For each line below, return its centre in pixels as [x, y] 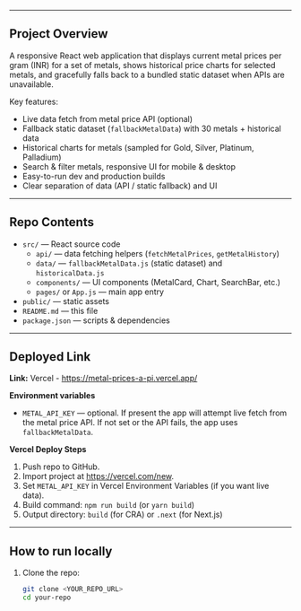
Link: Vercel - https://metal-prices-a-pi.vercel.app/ [103, 379]
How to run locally [61, 551]
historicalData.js [70, 273]
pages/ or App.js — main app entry [99, 292]
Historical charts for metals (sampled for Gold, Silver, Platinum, [138, 147]
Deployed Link [50, 357]
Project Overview [59, 34]
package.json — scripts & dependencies [96, 320]
